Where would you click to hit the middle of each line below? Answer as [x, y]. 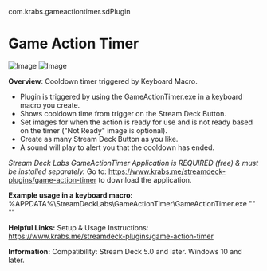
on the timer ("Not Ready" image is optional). [93, 130]
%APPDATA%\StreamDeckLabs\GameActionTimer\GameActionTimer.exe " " [132, 203]
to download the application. [145, 179]
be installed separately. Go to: [58, 171]
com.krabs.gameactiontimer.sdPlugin [69, 12]
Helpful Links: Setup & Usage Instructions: [79, 227]
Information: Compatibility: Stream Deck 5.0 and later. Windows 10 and [126, 251]
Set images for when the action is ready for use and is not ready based [136, 122]
